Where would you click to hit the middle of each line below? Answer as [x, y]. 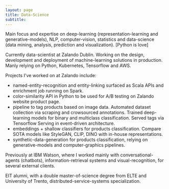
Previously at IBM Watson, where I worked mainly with [62, 155]
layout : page [19, 10]
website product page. [36, 102]
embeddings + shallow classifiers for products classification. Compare [87, 129]
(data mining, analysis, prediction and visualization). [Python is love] [77, 45]
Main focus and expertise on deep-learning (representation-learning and [82, 34]
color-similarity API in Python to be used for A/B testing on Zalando [83, 96]
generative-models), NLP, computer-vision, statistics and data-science [80, 39]
